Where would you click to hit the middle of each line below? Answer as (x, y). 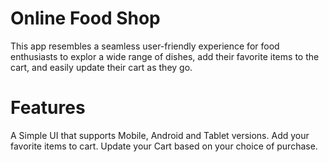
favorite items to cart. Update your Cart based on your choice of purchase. (164, 146)
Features (48, 108)
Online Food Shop (85, 18)
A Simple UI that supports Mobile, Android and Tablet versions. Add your (160, 135)
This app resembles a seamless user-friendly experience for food (145, 46)
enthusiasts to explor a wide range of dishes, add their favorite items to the (165, 56)
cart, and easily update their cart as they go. (101, 67)
